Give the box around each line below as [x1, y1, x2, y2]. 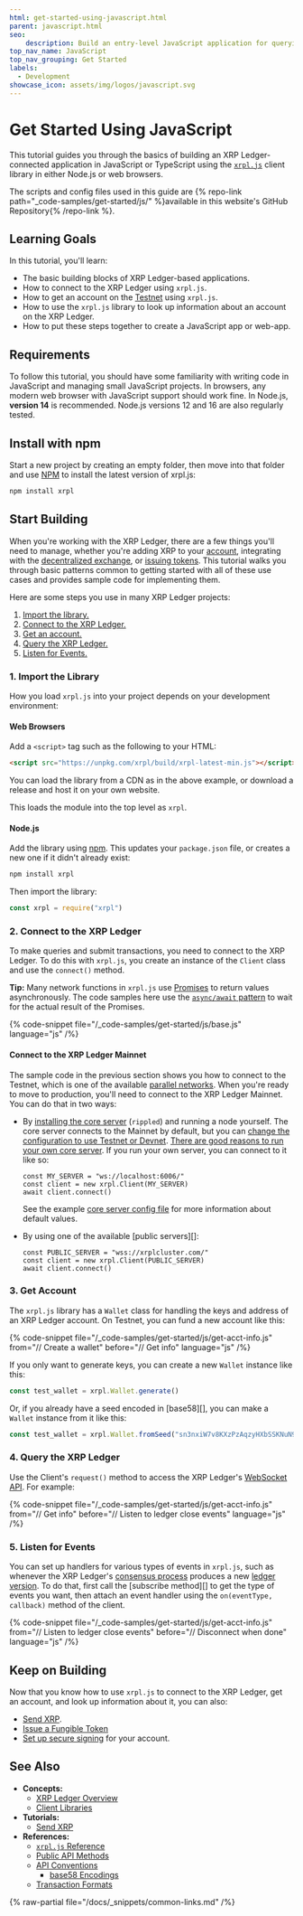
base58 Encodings [49, 1869, 119, 1880]
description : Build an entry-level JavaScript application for [25, 38, 269, 48]
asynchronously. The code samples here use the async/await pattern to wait [9, 991, 293, 1003]
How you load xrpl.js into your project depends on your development [9, 690, 271, 701]
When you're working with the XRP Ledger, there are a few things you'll [9, 535, 275, 547]
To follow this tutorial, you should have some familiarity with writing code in [9, 371, 289, 382]
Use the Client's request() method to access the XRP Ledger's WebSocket [9, 1471, 288, 1482]
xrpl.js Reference [35, 1840, 106, 1851]
